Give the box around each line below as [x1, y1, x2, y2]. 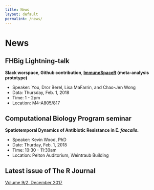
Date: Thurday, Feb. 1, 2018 [12, 142, 67, 148]
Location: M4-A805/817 [12, 100, 60, 106]
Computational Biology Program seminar [5, 114, 132, 122]
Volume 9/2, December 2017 [5, 180, 63, 185]
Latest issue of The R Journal [5, 166, 96, 175]
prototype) [5, 75, 28, 81]
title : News [5, 7, 29, 12]
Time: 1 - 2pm [12, 95, 41, 101]
